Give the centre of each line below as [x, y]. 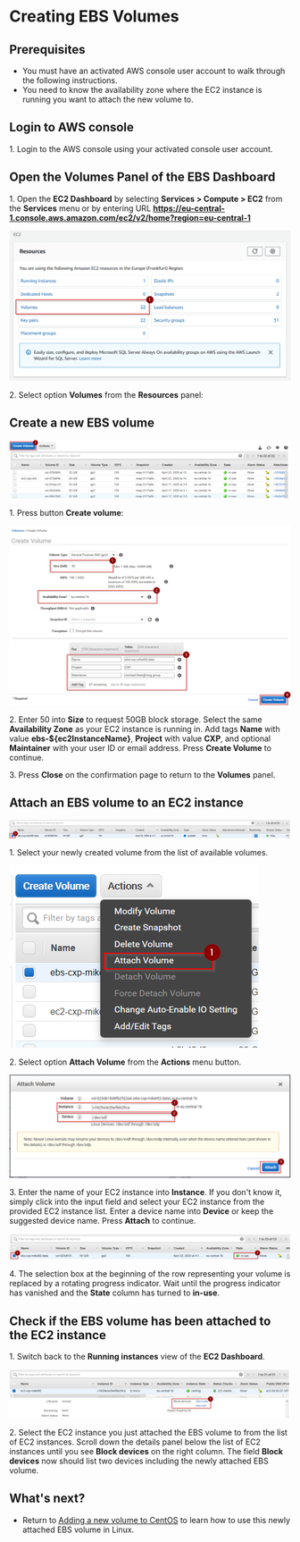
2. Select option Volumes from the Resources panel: [106, 394]
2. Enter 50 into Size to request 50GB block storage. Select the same [136, 719]
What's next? [47, 1499]
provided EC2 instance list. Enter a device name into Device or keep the [142, 1211]
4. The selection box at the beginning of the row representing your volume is [150, 1274]
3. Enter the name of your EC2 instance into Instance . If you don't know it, [146, 1192]
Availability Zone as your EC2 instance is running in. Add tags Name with [145, 729]
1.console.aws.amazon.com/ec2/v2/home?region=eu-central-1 [130, 217]
